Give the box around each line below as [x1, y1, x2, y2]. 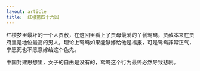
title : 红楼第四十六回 [6, 14, 59, 20]
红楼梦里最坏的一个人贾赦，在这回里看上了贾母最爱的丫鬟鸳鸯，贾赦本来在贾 [6, 31, 195, 38]
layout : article [6, 8, 47, 15]
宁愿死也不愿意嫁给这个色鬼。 [6, 46, 79, 53]
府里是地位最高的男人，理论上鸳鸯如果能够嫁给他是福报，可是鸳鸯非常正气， [6, 38, 195, 46]
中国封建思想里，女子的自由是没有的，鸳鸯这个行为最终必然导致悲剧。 [6, 59, 179, 66]
